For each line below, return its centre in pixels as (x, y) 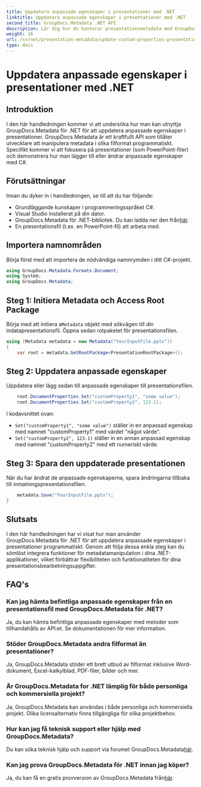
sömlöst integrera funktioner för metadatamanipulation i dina (81, 553)
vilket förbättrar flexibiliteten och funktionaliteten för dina (111, 559)
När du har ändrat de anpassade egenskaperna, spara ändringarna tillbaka (98, 478)
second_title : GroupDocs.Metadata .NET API (61, 23)
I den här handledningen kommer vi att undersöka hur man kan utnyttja (94, 124)
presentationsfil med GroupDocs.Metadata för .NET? (85, 609)
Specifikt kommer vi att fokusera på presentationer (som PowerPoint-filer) (98, 149)
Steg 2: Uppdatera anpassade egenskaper (87, 371)
